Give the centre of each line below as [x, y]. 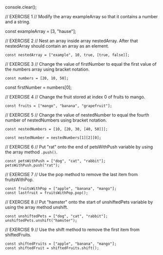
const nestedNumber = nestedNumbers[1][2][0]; [53, 138]
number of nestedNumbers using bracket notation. [56, 120]
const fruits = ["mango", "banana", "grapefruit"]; [59, 106]
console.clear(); [21, 7]
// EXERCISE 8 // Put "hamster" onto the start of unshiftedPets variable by [79, 202]
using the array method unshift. [37, 207]
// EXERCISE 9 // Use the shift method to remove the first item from [72, 229]
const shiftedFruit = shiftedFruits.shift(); [52, 248]
